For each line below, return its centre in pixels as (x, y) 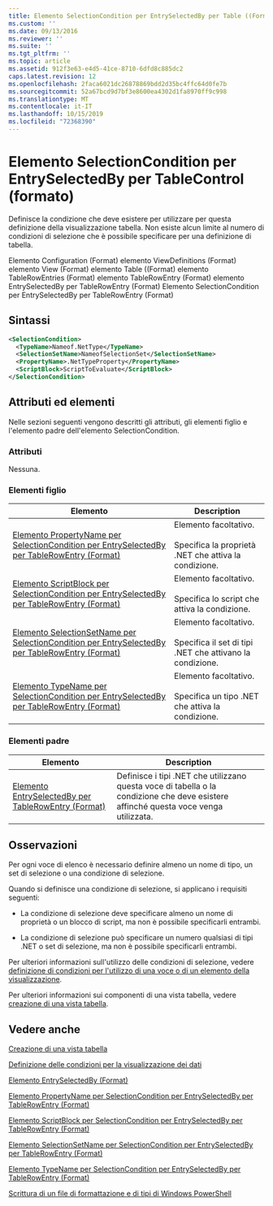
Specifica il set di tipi (214, 642)
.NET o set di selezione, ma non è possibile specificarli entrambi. (128, 946)
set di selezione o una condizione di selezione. (87, 873)
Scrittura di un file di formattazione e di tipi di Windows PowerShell (120, 1194)
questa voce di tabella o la (167, 786)
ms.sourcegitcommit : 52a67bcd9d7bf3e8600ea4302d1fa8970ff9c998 (118, 91)
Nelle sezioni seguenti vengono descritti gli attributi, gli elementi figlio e (128, 421)
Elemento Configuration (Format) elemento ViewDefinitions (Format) (123, 260)
